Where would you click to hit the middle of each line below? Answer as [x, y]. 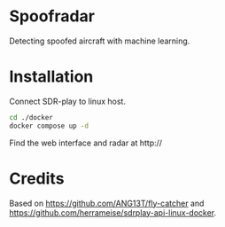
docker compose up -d [49, 126]
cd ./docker [31, 117]
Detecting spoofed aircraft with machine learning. [100, 41]
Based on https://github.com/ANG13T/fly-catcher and [107, 203]
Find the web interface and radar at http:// [85, 143]
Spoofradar [52, 16]
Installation [51, 77]
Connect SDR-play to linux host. [68, 101]
